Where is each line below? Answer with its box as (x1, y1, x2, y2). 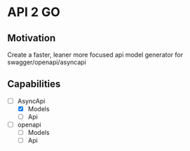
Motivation (7, 32, 56, 44)
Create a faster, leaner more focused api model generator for (7, 50, 184, 59)
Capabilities (7, 78, 61, 90)
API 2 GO (7, 4, 61, 20)
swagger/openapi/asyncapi (7, 58, 86, 66)
